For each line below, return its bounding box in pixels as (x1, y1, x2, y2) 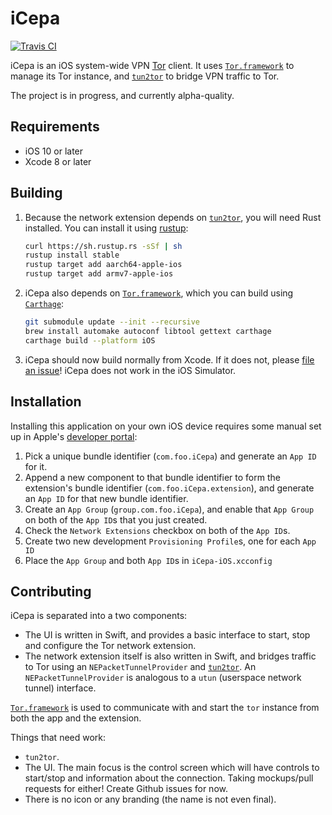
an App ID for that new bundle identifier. (24, 492, 189, 504)
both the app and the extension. (10, 712, 142, 724)
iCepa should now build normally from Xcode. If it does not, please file (24, 353, 315, 366)
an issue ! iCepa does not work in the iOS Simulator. (24, 364, 237, 376)
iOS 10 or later (24, 145, 84, 157)
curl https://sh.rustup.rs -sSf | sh (24, 241, 183, 251)
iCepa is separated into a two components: (10, 610, 188, 622)
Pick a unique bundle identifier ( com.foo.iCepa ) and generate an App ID (24, 450, 317, 462)
